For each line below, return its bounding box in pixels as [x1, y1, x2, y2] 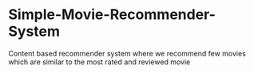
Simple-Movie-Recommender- [8, 6, 216, 24]
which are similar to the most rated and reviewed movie [8, 57, 191, 67]
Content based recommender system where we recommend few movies [8, 48, 246, 58]
